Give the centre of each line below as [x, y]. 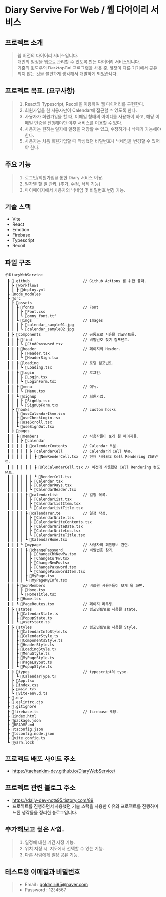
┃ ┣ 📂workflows [23, 286]
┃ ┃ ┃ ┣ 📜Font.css [26, 312]
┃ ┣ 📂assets [20, 303]
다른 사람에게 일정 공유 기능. [52, 855]
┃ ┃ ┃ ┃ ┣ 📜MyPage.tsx [31, 576]
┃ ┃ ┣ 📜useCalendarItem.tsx [36, 414]
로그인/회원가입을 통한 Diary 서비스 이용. [64, 177]
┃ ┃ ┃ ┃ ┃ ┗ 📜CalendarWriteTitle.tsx [46, 535]
